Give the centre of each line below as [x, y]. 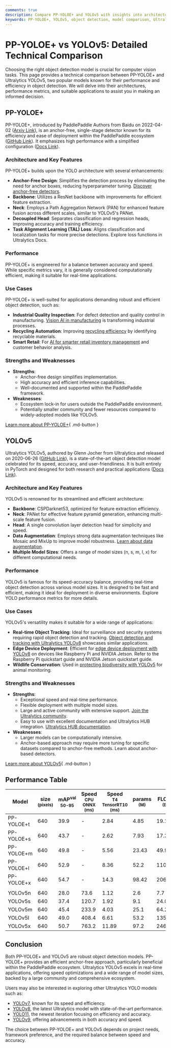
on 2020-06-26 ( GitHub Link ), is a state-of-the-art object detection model [83, 458]
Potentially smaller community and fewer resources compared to [88, 409]
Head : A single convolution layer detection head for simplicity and [82, 525]
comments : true [21, 10]
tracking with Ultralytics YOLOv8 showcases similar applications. [81, 643]
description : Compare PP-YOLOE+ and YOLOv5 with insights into [74, 15]
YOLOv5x [19, 926]
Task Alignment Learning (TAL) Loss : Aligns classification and [79, 229]
